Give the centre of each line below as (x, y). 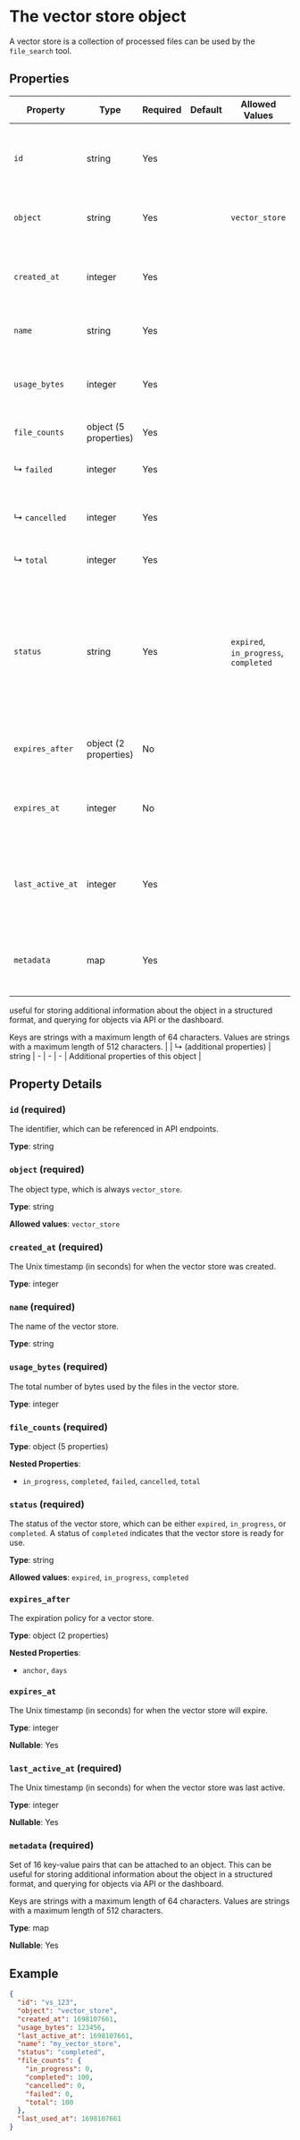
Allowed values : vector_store (65, 1224)
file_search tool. (41, 50)
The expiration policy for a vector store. (82, 1618)
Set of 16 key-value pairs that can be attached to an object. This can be (141, 1865)
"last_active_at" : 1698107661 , (75, 2036)
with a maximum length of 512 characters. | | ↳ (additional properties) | (140, 1046)
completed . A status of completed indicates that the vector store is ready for (146, 1533)
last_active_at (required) (66, 1768)
